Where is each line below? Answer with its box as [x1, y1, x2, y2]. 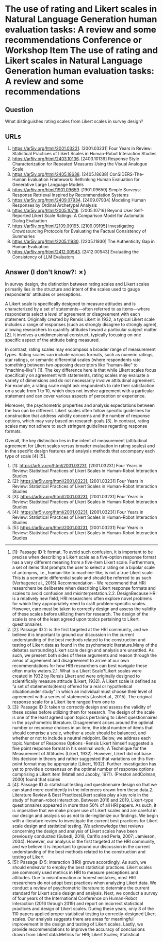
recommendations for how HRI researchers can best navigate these [12, 663, 147, 669]
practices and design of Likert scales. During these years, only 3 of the [12, 906, 154, 911]
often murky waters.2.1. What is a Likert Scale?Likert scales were [12, 668, 142, 673]
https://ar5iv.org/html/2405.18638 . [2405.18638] [12, 171, 109, 177]
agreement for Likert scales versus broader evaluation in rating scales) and [5, 443, 155, 449]
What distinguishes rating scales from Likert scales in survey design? [5, 118, 144, 124]
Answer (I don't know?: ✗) [5, 268, 86, 276]
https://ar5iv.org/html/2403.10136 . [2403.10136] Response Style [12, 156, 139, 162]
